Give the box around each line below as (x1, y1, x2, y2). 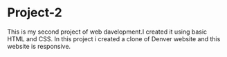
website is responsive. (7, 42, 71, 50)
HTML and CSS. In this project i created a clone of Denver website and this (7, 34, 221, 43)
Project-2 (7, 5, 62, 21)
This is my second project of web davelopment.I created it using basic (7, 27, 208, 36)
